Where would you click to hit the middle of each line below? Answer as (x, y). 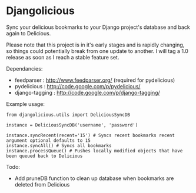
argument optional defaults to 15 (49, 140)
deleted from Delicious (42, 184)
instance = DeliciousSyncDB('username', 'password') (72, 125)
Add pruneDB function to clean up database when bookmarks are (94, 178)
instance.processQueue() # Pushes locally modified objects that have (94, 151)
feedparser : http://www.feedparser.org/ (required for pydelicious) (95, 80)
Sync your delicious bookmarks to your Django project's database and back (98, 27)
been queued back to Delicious (44, 156)
